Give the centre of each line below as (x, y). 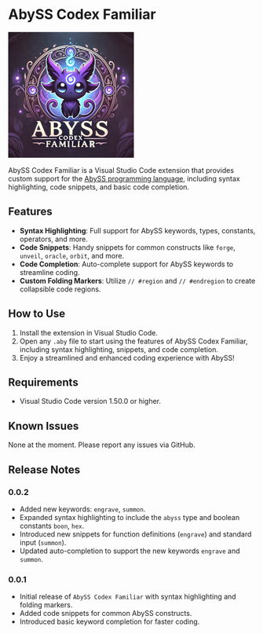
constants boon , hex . (52, 526)
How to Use (37, 314)
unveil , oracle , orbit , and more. (71, 255)
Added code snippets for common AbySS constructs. (106, 614)
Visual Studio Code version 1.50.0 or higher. (90, 401)
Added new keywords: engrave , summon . (82, 509)
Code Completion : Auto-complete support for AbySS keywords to (126, 264)
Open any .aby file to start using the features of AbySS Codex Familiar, (134, 341)
